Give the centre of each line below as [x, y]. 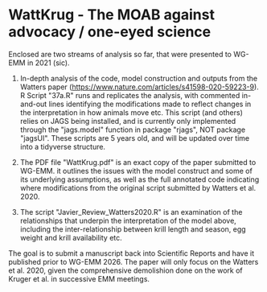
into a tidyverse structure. [63, 146]
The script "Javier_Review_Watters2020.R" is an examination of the [131, 212]
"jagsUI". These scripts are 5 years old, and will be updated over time [135, 138]
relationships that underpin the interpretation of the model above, [128, 220]
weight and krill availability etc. [71, 237]
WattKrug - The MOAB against [112, 15]
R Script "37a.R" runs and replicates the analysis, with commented [130, 95]
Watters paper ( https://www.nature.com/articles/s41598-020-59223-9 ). [139, 87]
